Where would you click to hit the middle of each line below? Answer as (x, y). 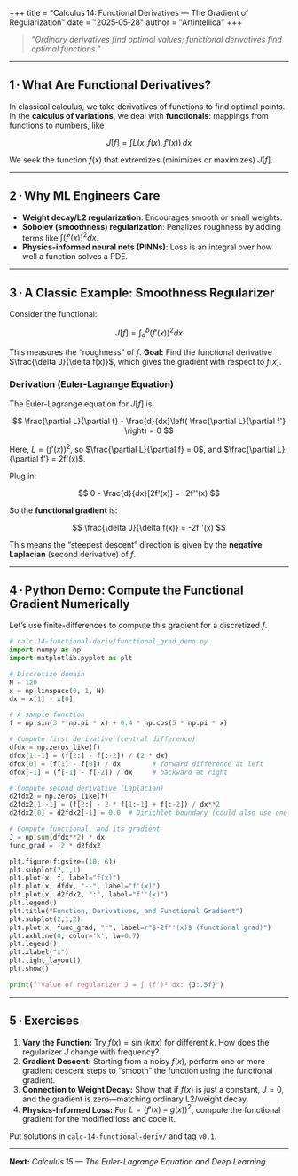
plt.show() (29, 969)
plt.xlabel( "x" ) (39, 952)
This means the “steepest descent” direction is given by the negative (136, 544)
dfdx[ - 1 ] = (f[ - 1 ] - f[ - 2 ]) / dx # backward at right (118, 772)
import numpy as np (45, 650)
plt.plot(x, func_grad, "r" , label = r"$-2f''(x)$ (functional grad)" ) (141, 927)
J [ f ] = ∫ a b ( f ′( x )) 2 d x (149, 333)
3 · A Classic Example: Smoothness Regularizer (142, 292)
